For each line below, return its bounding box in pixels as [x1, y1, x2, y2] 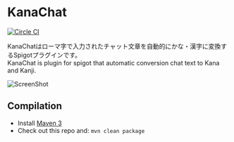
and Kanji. [7, 66, 37, 75]
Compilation [7, 100, 62, 112]
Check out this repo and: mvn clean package [17, 126, 145, 134]
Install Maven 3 [17, 119, 62, 127]
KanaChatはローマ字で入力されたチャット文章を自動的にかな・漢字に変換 [7, 41, 221, 50]
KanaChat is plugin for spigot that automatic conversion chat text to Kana [7, 58, 220, 67]
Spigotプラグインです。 [13, 51, 82, 59]
